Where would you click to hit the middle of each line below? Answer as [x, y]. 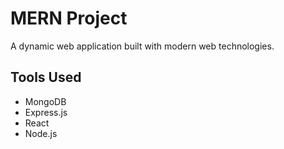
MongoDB [45, 101]
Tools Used [46, 77]
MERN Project [69, 18]
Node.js [41, 133]
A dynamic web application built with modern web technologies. [142, 46]
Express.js [46, 112]
